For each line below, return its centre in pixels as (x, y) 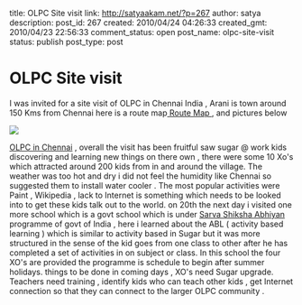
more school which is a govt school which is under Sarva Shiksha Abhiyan (147, 214)
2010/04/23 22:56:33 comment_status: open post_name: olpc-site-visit (142, 32)
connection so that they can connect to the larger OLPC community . (137, 291)
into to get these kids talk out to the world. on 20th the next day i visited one (151, 204)
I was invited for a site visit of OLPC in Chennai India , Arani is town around (148, 103)
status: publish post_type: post (66, 42)
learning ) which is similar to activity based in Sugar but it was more (135, 233)
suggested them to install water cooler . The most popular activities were (145, 185)
